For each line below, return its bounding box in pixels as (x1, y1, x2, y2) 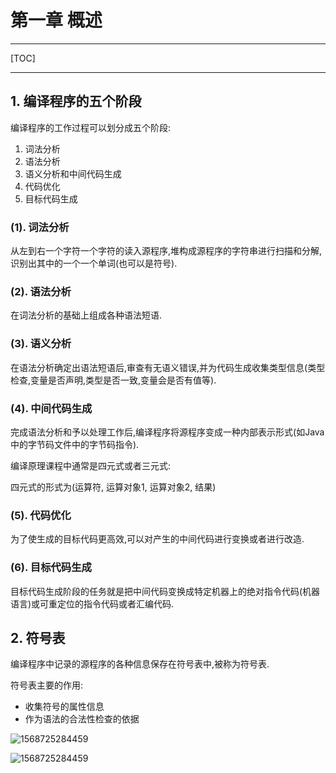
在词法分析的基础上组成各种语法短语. (10, 309, 163, 321)
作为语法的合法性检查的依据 (24, 713, 140, 725)
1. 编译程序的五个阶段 (10, 93, 142, 110)
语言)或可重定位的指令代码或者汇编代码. (10, 597, 175, 610)
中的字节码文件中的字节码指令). (10, 438, 140, 450)
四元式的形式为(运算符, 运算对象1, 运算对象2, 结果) (10, 481, 217, 493)
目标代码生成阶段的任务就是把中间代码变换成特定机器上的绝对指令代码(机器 (10, 585, 321, 597)
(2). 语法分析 (10, 284, 72, 298)
